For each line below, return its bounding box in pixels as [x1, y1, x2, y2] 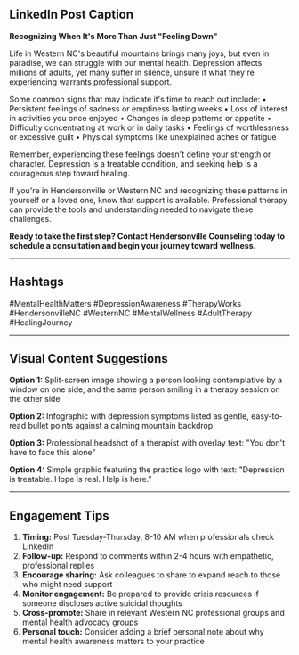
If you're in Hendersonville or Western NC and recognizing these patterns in [9, 184, 287, 195]
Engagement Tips [9, 508, 109, 523]
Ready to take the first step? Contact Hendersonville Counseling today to [9, 231, 286, 242]
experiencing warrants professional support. [9, 76, 172, 87]
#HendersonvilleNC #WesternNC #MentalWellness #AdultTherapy [9, 307, 252, 318]
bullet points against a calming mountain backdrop [28, 421, 214, 431]
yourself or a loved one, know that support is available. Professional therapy [9, 194, 287, 205]
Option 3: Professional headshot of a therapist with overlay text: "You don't [9, 438, 286, 448]
